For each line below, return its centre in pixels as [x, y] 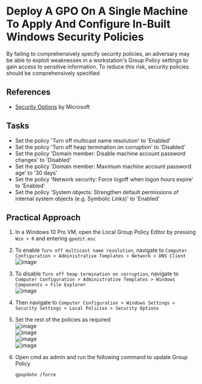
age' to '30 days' [36, 173]
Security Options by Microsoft [52, 107]
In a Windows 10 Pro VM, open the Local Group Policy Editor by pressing [106, 232]
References [28, 92]
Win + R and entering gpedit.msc [55, 238]
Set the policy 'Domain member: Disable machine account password [100, 153]
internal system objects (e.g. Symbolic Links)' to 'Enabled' [87, 198]
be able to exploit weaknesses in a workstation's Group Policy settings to [97, 60]
